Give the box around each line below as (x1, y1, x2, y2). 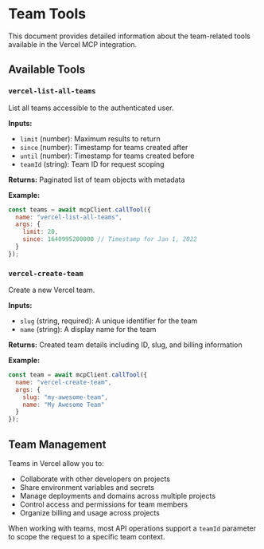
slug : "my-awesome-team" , (22, 393, 109, 401)
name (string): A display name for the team (19, 325, 157, 334)
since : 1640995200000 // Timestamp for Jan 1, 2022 (22, 235, 197, 243)
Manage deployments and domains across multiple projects (19, 491, 216, 500)
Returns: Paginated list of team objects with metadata (8, 175, 185, 184)
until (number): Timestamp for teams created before (19, 151, 195, 160)
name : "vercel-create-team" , (15, 378, 112, 386)
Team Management (8, 437, 107, 451)
